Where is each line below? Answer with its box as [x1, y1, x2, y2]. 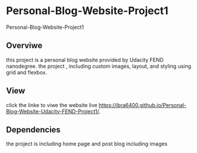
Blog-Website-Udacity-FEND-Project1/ [6, 108, 99, 115]
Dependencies [6, 125, 61, 135]
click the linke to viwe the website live [6, 101, 98, 108]
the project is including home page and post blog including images [6, 140, 168, 148]
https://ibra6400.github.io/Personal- [98, 101, 187, 108]
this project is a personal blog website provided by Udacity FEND [6, 56, 164, 63]
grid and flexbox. [6, 69, 47, 76]
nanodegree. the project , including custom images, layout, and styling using [6, 62, 192, 69]
